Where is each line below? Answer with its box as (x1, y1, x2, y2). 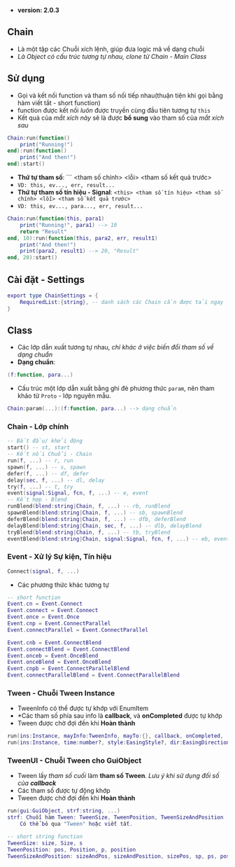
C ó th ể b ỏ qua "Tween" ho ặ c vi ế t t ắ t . (20, 821, 133, 828)
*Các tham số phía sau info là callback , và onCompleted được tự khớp (17, 712, 222, 720)
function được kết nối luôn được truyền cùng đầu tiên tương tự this (17, 106, 211, 114)
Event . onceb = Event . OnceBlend (7, 652, 99, 659)
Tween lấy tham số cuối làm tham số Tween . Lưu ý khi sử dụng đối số (17, 772, 220, 780)
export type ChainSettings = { (7, 292, 99, 299)
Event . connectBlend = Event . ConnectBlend (7, 646, 130, 653)
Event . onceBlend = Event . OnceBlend (7, 658, 111, 666)
